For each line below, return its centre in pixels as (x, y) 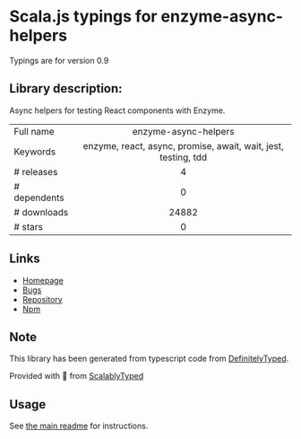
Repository (42, 299)
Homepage (43, 280)
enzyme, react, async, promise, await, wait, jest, (183, 145)
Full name (34, 131)
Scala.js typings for (83, 17)
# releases (36, 171)
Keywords (35, 152)
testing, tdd (184, 157)
